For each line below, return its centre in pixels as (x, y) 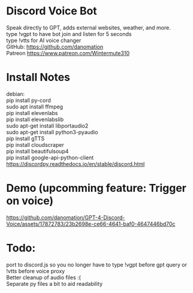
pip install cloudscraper (35, 144)
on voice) (30, 201)
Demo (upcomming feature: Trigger (96, 188)
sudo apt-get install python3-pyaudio (52, 132)
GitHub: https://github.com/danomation (55, 47)
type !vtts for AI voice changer (44, 40)
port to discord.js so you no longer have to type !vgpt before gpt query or (97, 264)
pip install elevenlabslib (35, 119)
